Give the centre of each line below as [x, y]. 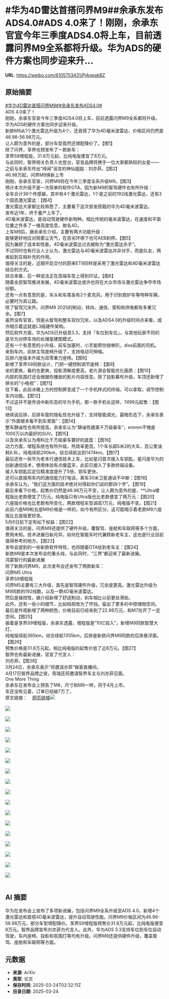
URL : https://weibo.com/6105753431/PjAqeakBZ [55, 75]
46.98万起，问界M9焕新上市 [34, 175]
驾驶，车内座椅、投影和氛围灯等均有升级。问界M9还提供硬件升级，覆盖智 [81, 936]
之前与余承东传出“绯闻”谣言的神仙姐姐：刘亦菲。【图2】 [62, 168]
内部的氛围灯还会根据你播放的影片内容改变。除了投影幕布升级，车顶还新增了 [84, 377]
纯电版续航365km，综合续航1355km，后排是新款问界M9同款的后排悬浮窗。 [83, 635]
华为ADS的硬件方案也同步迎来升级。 [43, 124]
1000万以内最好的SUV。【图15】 [38, 433]
